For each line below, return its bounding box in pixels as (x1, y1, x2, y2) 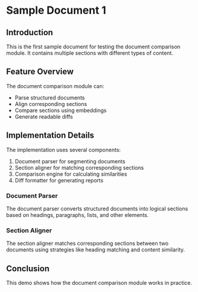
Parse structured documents (14, 94, 85, 101)
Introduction (6, 27, 54, 38)
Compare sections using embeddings (14, 107, 107, 114)
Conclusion (6, 263, 50, 274)
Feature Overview (6, 67, 74, 77)
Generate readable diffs (14, 113, 73, 120)
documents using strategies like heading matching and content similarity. (6, 246, 186, 253)
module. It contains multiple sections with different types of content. (6, 49, 174, 57)
